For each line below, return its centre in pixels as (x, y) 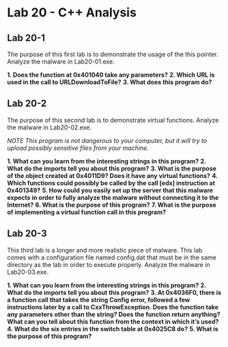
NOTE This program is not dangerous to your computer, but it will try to (107, 140)
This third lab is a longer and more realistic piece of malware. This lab (105, 250)
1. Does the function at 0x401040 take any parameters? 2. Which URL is (111, 75)
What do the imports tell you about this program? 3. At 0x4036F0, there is (114, 292)
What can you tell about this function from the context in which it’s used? (113, 321)
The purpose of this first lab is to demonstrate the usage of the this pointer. (113, 54)
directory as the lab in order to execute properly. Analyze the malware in (109, 264)
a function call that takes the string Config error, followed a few (99, 300)
